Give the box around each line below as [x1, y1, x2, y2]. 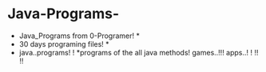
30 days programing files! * [18, 39, 109, 48]
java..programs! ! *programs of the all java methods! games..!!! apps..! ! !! [18, 47, 259, 57]
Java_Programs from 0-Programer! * [18, 31, 141, 40]
